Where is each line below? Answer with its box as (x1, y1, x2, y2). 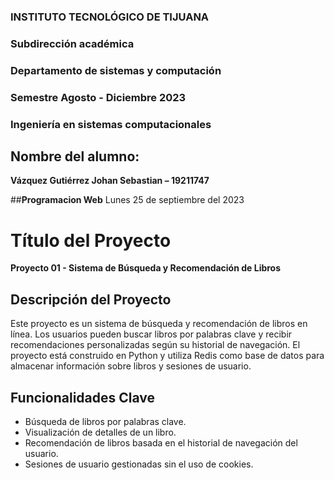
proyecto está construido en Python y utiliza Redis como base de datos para (10, 350, 325, 362)
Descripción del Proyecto (10, 291, 172, 308)
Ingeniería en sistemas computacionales (10, 117, 212, 131)
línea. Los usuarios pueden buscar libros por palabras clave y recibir (10, 328, 293, 340)
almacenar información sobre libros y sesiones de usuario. (10, 360, 252, 372)
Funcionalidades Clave (10, 389, 156, 406)
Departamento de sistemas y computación (10, 63, 222, 77)
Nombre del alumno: (10, 148, 140, 165)
